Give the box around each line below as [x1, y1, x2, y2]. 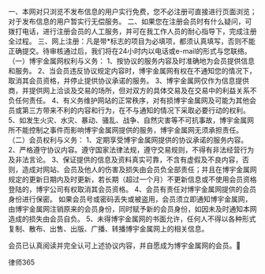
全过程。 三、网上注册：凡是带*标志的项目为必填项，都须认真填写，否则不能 [8, 36, 256, 46]
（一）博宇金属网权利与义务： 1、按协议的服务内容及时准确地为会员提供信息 [8, 56, 255, 66]
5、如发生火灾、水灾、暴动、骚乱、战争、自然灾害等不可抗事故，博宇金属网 [8, 115, 255, 125]
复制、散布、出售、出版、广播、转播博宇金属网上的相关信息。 [8, 224, 209, 233]
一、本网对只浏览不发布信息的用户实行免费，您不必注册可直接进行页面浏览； [8, 7, 257, 16]
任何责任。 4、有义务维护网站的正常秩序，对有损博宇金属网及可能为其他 [14, 96, 250, 105]
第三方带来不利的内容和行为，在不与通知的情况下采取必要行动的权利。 [21, 106, 250, 114]
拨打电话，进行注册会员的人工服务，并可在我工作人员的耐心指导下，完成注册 [8, 27, 257, 36]
